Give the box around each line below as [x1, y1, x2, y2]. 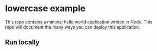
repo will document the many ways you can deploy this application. [5, 24, 140, 30]
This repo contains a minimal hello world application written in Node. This [5, 19, 153, 25]
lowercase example [5, 3, 86, 14]
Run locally [5, 38, 40, 47]
